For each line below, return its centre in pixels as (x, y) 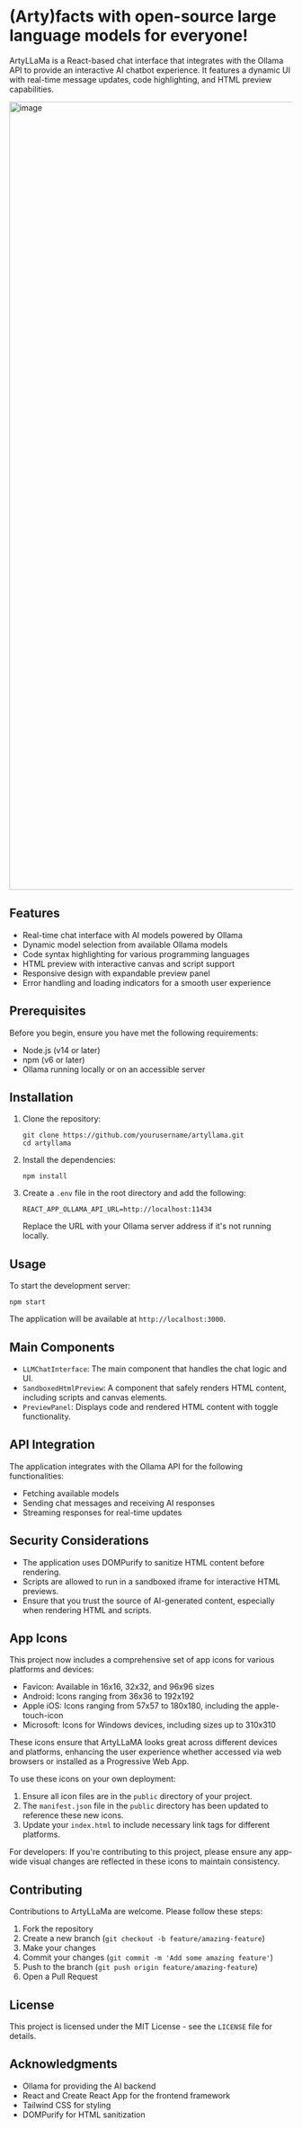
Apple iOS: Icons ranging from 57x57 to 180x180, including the (138, 1706)
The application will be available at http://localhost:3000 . (118, 1319)
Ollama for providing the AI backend (89, 2086)
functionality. (46, 1416)
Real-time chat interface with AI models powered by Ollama (132, 935)
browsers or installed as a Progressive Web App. (99, 1761)
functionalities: (37, 1476)
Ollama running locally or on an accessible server (114, 1069)
